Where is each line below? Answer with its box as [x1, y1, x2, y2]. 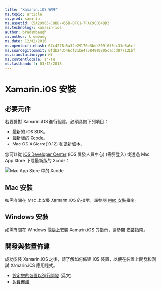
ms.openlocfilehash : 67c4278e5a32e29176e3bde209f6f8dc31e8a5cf [5, 43, 136, 48]
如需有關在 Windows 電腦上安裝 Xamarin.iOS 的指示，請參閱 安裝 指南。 [5, 227, 148, 233]
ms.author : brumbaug [5, 35, 47, 39]
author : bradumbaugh [5, 30, 47, 35]
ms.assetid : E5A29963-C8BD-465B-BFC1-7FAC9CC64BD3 [5, 20, 110, 26]
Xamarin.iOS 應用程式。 [10, 262, 58, 268]
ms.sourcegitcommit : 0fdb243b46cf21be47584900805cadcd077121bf [5, 48, 136, 53]
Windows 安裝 [5, 213, 48, 221]
